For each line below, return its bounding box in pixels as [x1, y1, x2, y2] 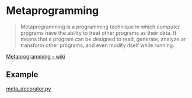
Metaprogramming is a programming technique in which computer [20, 23, 180, 30]
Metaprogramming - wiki [6, 53, 66, 60]
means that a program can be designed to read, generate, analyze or [20, 35, 186, 42]
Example [6, 70, 39, 79]
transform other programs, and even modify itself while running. [20, 42, 174, 49]
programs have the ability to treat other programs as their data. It [20, 29, 177, 36]
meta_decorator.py [6, 85, 51, 92]
